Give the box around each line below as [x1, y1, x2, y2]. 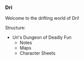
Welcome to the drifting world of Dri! [5, 15, 80, 21]
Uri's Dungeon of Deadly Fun [12, 34, 72, 41]
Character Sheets [19, 50, 56, 56]
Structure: [5, 25, 26, 31]
